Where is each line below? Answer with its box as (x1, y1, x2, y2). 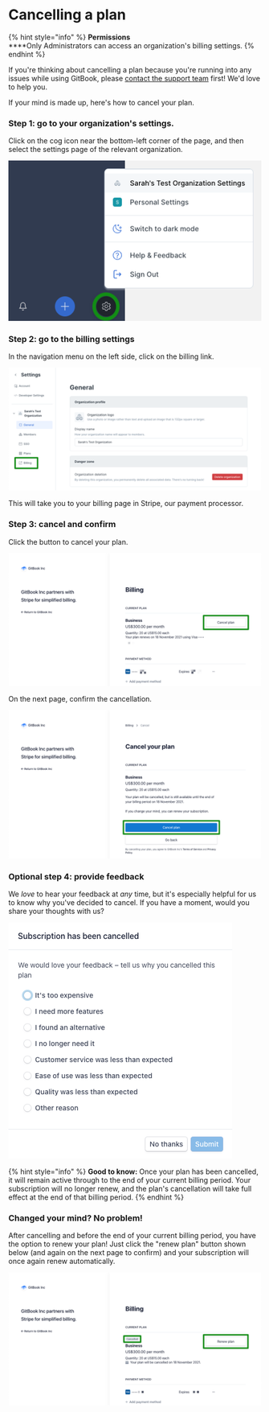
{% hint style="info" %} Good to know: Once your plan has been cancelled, (8, 1167, 259, 1176)
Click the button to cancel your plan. (8, 537, 128, 546)
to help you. (8, 82, 48, 92)
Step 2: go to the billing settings (8, 333, 135, 344)
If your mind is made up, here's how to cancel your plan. (8, 97, 195, 107)
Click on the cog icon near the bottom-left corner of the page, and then (8, 136, 244, 146)
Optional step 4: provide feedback (8, 871, 145, 882)
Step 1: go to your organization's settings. (8, 117, 174, 129)
